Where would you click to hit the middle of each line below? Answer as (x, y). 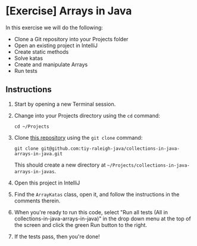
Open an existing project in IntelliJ (56, 45)
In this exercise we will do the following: (54, 27)
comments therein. (37, 201)
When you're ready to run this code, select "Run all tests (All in (91, 212)
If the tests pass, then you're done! (57, 236)
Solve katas (28, 58)
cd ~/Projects (32, 127)
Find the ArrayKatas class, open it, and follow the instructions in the (97, 194)
